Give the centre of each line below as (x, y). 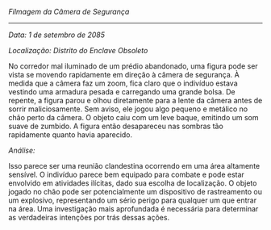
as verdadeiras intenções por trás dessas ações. (89, 217)
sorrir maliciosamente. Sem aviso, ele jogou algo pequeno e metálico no (128, 109)
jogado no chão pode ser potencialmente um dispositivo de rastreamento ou (135, 192)
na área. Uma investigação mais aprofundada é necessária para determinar (133, 209)
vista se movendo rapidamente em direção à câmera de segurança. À (124, 75)
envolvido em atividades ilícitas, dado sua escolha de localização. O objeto (133, 183)
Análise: (22, 150)
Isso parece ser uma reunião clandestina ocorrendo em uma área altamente (134, 166)
